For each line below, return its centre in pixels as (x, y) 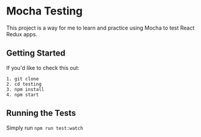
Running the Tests (41, 113)
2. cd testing (24, 84)
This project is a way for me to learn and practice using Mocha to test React (101, 28)
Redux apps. (22, 34)
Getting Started (36, 53)
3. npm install (25, 89)
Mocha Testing (44, 11)
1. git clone (23, 79)
